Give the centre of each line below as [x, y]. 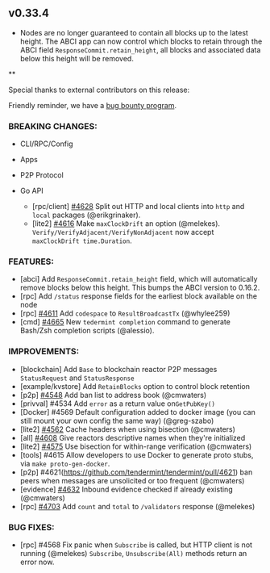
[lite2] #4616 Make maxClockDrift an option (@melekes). [126, 224]
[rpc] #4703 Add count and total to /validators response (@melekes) [137, 506]
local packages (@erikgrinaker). [86, 215]
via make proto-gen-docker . [65, 463]
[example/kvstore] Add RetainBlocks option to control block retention [135, 386]
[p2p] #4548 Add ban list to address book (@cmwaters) [113, 395]
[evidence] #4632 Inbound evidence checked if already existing [126, 489]
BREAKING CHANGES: [53, 126]
